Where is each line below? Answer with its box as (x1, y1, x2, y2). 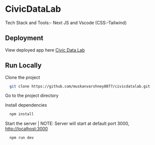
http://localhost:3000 (5, 126, 48, 132)
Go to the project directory (5, 92, 59, 99)
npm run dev (9, 135, 34, 141)
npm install (9, 112, 34, 116)
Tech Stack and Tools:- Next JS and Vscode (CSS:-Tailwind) (5, 20, 127, 26)
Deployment (5, 34, 44, 42)
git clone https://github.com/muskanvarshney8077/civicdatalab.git (9, 84, 151, 89)
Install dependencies (5, 102, 48, 108)
